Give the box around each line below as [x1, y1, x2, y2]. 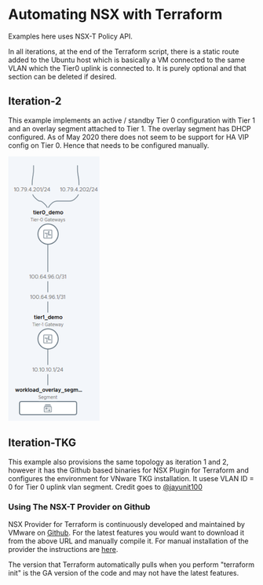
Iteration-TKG [8, 436, 77, 450]
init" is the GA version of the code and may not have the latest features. [8, 568, 239, 577]
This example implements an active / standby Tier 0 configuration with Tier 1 [8, 116, 255, 125]
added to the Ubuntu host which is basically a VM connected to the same [8, 55, 246, 64]
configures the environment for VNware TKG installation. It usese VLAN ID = [8, 473, 254, 483]
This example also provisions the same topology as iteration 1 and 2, [8, 457, 229, 466]
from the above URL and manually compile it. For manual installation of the [8, 536, 249, 546]
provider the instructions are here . [8, 544, 119, 554]
